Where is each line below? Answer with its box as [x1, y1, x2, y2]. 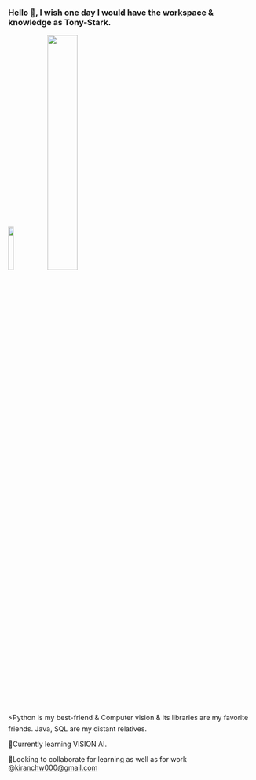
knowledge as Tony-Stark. [8, 17, 112, 28]
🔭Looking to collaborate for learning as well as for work [8, 755, 187, 764]
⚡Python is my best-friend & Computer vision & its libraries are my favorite [8, 713, 249, 723]
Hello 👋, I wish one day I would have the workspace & [8, 7, 214, 18]
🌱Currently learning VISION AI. [8, 739, 108, 749]
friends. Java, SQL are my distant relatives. [8, 724, 148, 734]
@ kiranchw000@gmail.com [8, 763, 98, 773]
